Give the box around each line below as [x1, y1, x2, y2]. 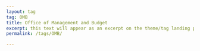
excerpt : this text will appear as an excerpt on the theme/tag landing [6, 25, 190, 31]
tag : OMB [6, 14, 28, 20]
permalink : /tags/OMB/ [6, 31, 62, 37]
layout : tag [6, 8, 36, 15]
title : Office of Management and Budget [6, 20, 108, 26]
